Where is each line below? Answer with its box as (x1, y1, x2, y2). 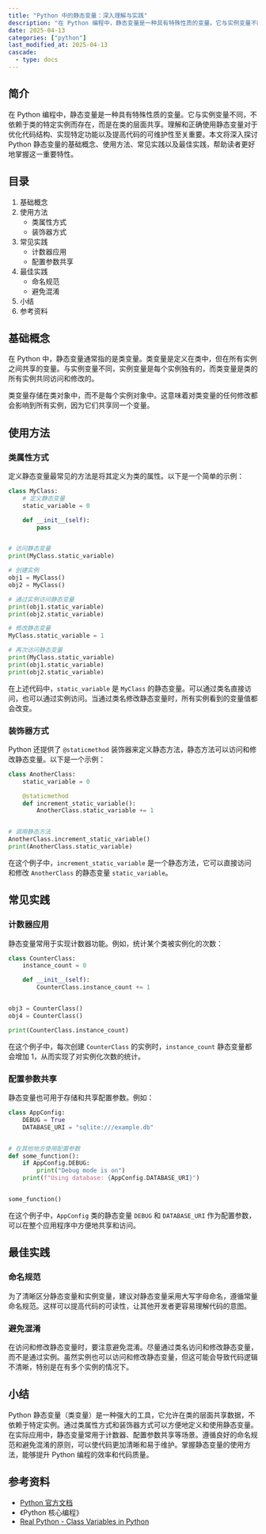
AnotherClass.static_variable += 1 (36, 807, 154, 815)
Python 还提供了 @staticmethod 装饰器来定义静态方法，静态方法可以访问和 (8, 744, 250, 754)
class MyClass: (8, 487, 59, 495)
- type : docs (15, 56, 59, 64)
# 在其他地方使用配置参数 (8, 1144, 81, 1153)
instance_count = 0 (22, 962, 87, 970)
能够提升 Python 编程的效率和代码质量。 (21, 1449, 154, 1459)
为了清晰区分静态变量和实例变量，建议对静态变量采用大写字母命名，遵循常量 (8, 1291, 258, 1300)
